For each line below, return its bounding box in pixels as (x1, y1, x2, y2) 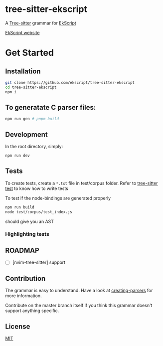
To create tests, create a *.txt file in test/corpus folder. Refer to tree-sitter (5, 180, 158, 186)
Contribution (5, 274, 46, 283)
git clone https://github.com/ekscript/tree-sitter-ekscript (5, 80, 135, 85)
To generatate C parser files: (5, 103, 96, 112)
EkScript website (5, 29, 40, 35)
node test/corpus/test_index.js (5, 209, 72, 214)
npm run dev (5, 153, 30, 158)
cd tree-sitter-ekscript (5, 85, 57, 90)
